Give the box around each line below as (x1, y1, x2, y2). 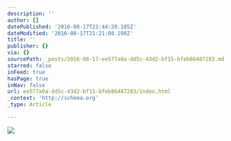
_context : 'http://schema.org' (7, 95, 99, 102)
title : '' (7, 36, 37, 43)
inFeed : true (7, 68, 46, 75)
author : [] (7, 17, 39, 24)
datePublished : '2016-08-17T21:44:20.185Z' (7, 23, 137, 30)
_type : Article (7, 101, 52, 108)
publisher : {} (7, 43, 49, 50)
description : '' (7, 10, 55, 17)
